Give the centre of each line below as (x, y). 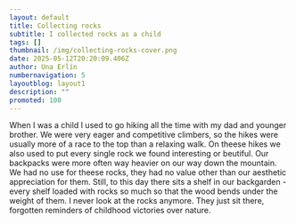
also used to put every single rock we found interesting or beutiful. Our (139, 154)
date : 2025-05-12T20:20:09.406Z (69, 59)
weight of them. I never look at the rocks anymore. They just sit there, (137, 201)
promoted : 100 (36, 100)
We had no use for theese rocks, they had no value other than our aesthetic (148, 172)
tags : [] (25, 42)
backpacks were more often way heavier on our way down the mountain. (143, 163)
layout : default (39, 17)
